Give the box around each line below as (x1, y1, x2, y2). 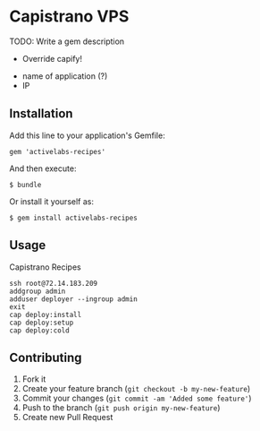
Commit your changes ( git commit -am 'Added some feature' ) (21, 392, 252, 404)
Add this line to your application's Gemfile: (9, 130, 165, 141)
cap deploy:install (9, 310, 82, 319)
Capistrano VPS (9, 6, 130, 27)
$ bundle (9, 180, 42, 189)
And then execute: (9, 163, 77, 174)
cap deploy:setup (9, 318, 74, 327)
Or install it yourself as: (9, 195, 94, 207)
